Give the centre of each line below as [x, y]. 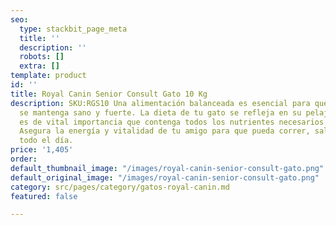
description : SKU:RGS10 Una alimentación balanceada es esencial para [160, 103]
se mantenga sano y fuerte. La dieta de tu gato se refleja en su [160, 112]
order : [24, 159]
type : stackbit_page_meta [73, 29]
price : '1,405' [42, 150]
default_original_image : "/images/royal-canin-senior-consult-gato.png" [165, 177]
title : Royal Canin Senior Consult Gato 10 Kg [109, 94]
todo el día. [46, 141]
